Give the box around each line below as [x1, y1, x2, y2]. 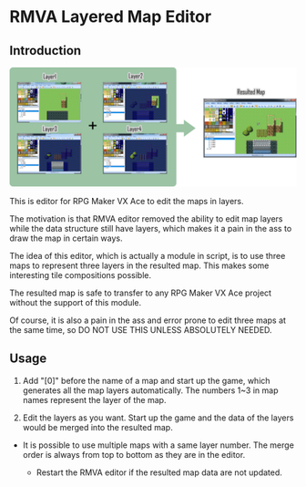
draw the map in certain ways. [9, 233, 123, 243]
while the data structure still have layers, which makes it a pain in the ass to [9, 223, 292, 233]
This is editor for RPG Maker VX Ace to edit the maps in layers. [9, 195, 244, 206]
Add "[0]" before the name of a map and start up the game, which [22, 375, 270, 386]
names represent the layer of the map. [22, 394, 167, 405]
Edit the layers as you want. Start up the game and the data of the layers [22, 412, 294, 423]
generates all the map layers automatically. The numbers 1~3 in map [22, 385, 280, 396]
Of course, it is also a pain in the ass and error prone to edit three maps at [9, 315, 287, 326]
